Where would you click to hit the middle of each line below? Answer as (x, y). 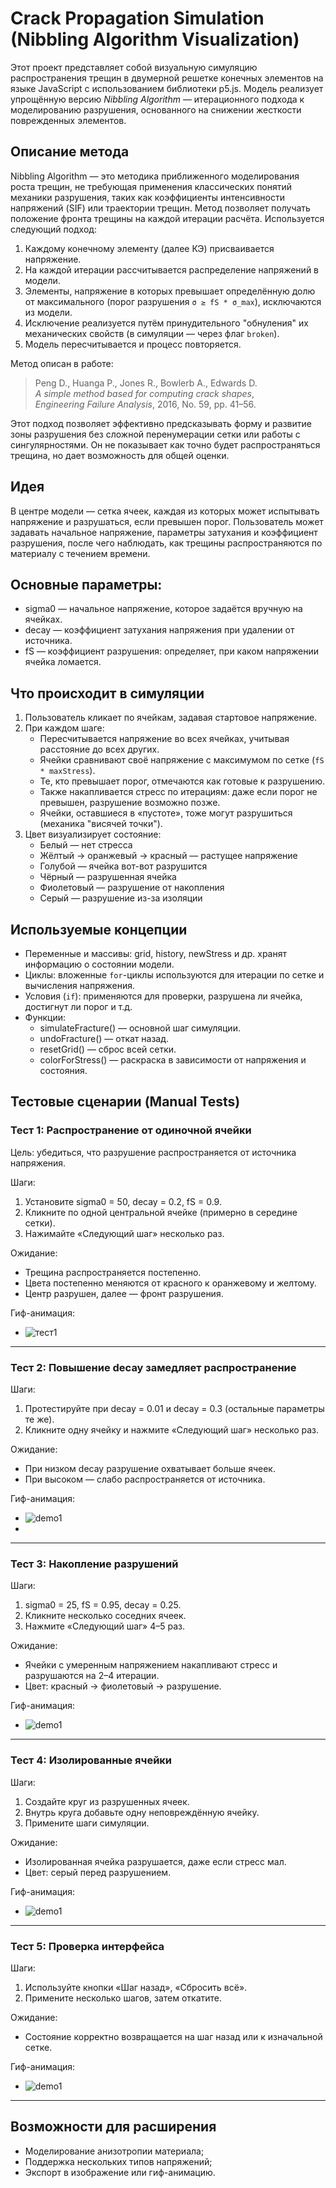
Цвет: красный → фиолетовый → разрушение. (123, 1686)
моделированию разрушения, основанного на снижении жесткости (156, 109)
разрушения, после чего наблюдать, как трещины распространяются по (166, 543)
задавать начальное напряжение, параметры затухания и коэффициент (164, 532)
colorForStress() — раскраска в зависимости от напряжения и (173, 1060)
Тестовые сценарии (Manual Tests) (125, 1102)
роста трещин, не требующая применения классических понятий (151, 186)
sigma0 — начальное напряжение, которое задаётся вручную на (163, 609)
